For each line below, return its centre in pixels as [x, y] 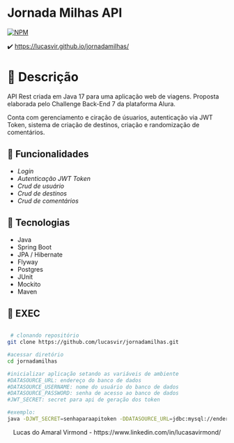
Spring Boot [34, 247]
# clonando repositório [45, 336]
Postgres [30, 269]
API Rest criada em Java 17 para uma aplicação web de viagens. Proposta [113, 96]
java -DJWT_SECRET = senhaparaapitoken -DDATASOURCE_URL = [90, 419]
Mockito [29, 284]
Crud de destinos [42, 193]
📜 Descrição [43, 77]
